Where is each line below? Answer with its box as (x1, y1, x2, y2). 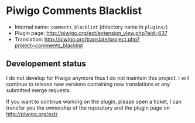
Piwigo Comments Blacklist (6, 4, 142, 17)
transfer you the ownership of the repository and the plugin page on (6, 104, 170, 111)
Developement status (6, 59, 87, 69)
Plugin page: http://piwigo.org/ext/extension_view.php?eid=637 (14, 29, 168, 36)
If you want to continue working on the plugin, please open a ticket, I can (6, 98, 182, 105)
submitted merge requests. (6, 86, 71, 94)
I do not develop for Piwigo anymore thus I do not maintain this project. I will (6, 74, 189, 81)
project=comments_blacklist (14, 42, 83, 49)
